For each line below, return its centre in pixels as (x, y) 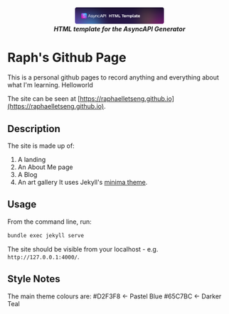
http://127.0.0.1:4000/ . (43, 256)
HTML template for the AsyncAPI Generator (119, 29)
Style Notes (34, 279)
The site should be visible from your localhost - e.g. (83, 249)
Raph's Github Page (67, 58)
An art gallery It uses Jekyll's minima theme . (82, 183)
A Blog (27, 175)
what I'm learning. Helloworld (50, 85)
